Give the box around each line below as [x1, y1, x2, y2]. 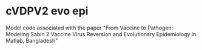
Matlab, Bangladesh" [5, 37, 58, 44]
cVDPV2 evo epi [5, 4, 89, 18]
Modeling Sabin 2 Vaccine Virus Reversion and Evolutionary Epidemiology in [5, 30, 197, 37]
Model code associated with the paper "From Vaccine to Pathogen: [5, 24, 173, 31]
